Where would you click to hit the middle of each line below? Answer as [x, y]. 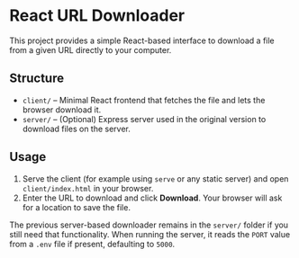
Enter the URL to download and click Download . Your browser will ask [152, 198]
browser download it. [62, 110]
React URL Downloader [97, 16]
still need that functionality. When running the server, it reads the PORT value [150, 234]
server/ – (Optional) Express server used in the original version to [144, 119]
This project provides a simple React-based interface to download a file [142, 40]
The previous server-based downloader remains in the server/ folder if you [149, 225]
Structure [37, 79]
